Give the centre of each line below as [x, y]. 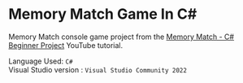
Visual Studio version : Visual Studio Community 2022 [98, 69]
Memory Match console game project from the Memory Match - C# [121, 37]
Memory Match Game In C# [103, 14]
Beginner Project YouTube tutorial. [66, 45]
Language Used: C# [41, 61]
